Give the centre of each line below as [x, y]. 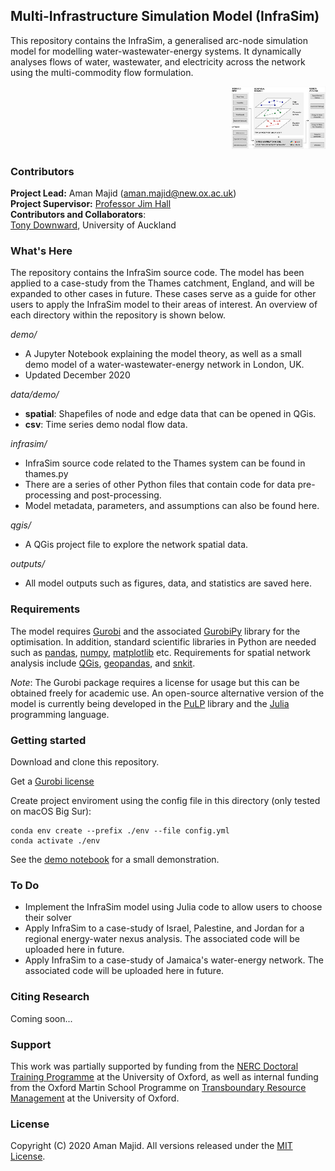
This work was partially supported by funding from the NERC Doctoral [154, 1066]
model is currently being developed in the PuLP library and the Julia [150, 703]
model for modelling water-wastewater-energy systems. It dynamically [156, 51]
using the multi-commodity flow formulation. [102, 72]
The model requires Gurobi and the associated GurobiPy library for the [155, 631]
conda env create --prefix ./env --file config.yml [120, 831]
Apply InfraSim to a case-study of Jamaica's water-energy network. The [174, 960]
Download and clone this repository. [85, 762]
